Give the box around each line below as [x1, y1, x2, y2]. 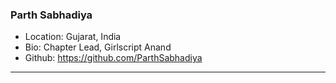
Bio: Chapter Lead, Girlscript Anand [24, 41, 172, 53]
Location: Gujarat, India [24, 31, 122, 43]
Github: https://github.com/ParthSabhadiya [24, 52, 203, 64]
